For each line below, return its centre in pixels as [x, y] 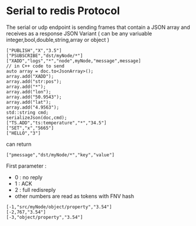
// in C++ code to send [35, 66]
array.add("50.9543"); [34, 97]
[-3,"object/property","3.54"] [45, 217]
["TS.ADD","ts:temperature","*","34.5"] [57, 123]
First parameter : [26, 166]
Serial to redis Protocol [63, 11]
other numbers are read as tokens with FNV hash [74, 196]
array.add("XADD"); [30, 76]
